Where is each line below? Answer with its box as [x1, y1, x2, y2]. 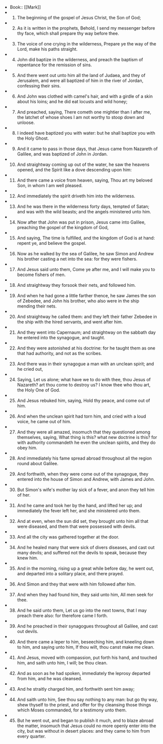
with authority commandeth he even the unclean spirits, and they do [17, 439, 156, 445]
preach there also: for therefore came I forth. [17, 613, 108, 619]
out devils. [17, 628, 38, 634]
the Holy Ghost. [17, 135, 49, 141]
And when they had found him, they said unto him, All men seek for [17, 592, 154, 597]
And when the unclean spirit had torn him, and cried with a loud [17, 413, 146, 419]
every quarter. [17, 733, 46, 739]
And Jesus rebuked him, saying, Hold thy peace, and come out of [17, 397, 150, 403]
